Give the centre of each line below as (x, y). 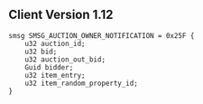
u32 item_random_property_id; (82, 83)
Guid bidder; (49, 67)
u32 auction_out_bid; (65, 59)
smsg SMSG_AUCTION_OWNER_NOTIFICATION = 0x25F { (101, 35)
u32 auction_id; (55, 43)
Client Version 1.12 (61, 15)
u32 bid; (41, 52)
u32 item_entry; (55, 75)
